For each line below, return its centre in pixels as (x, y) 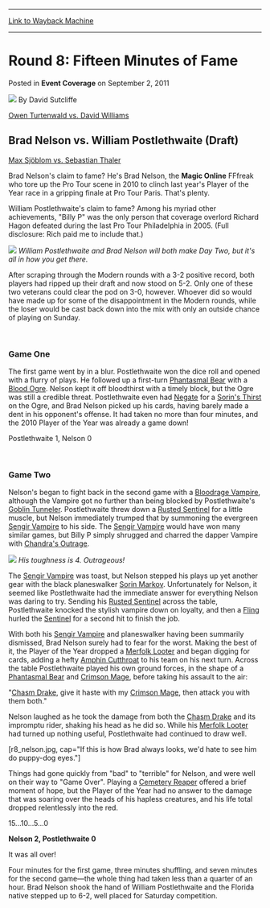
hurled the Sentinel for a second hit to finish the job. (94, 619)
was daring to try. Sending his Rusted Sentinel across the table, (113, 601)
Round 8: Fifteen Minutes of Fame (123, 61)
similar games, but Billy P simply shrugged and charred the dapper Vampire (133, 535)
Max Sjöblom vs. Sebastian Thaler (65, 160)
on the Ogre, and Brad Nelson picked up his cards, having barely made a (129, 406)
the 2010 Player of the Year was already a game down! (98, 423)
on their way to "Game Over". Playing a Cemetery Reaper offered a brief (127, 782)
